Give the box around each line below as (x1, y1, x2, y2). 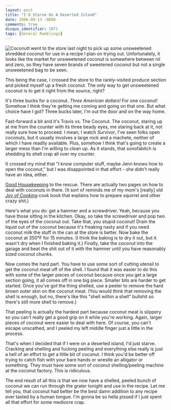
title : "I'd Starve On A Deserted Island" (5, 12, 97, 17)
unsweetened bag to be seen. (5, 67, 68, 73)
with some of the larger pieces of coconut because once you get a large (5, 272, 157, 278)
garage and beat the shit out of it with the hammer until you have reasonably (5, 246, 166, 252)
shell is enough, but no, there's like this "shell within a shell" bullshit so (5, 294, 154, 299)
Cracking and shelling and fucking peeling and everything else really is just (5, 346, 163, 352)
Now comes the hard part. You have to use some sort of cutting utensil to (5, 261, 159, 267)
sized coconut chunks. (5, 251, 53, 257)
